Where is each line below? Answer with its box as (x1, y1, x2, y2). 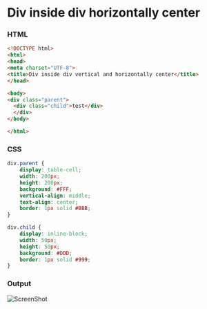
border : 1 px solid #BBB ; (19, 205, 91, 212)
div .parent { (7, 160, 45, 167)
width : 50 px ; (19, 236, 57, 243)
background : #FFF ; (19, 185, 72, 193)
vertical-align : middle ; (19, 192, 91, 199)
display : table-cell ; (19, 167, 81, 174)
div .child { (7, 224, 41, 231)
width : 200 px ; (19, 173, 60, 180)
